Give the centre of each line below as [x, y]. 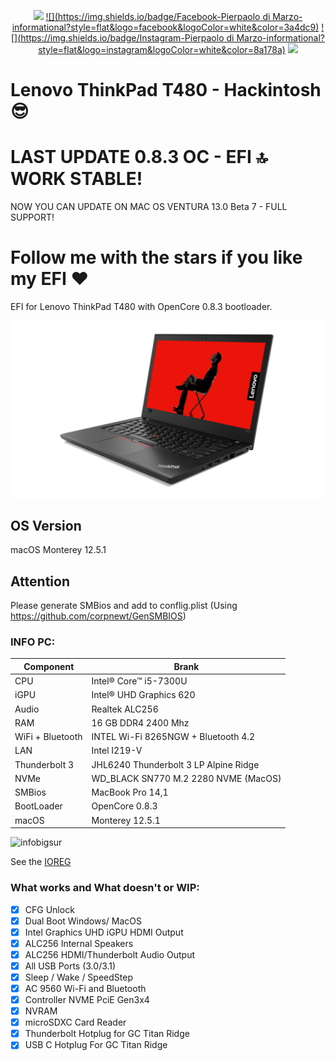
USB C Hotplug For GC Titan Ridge [96, 1045]
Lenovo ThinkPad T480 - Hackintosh [166, 90]
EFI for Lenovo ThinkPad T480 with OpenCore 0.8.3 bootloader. [141, 307]
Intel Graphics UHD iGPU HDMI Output [104, 932]
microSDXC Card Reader [75, 1022]
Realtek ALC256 [125, 709]
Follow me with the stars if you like [156, 257]
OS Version [46, 525]
